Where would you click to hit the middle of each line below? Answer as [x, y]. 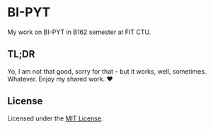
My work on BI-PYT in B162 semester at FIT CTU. [79, 32]
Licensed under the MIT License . [55, 118]
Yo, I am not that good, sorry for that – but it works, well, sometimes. [107, 71]
